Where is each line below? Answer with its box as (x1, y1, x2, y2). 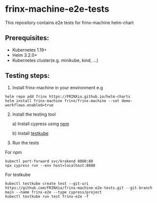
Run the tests (12, 140, 39, 146)
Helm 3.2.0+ (12, 52, 38, 58)
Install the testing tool (12, 111, 56, 117)
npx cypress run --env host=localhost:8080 (5, 163, 96, 168)
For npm (5, 149, 22, 155)
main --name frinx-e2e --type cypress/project (5, 190, 102, 195)
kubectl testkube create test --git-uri (5, 181, 89, 186)
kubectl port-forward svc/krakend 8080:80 (5, 158, 93, 164)
